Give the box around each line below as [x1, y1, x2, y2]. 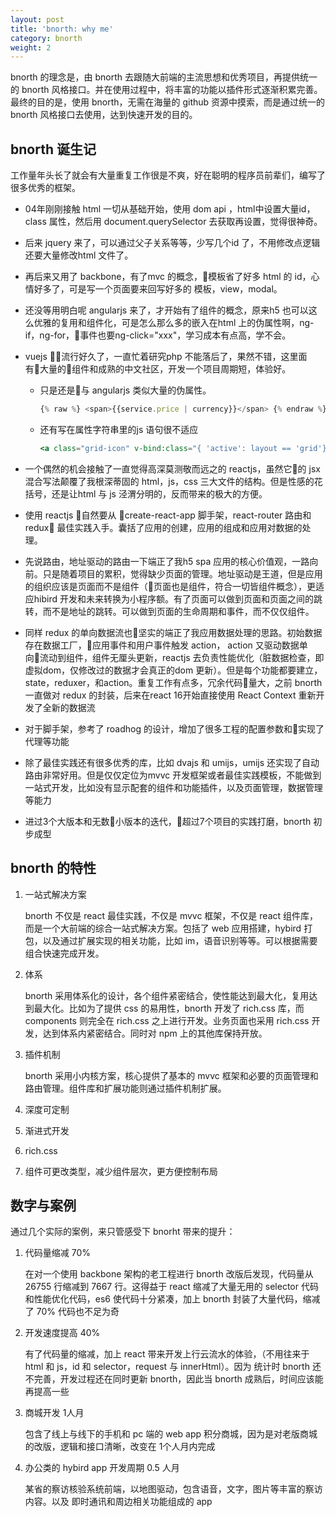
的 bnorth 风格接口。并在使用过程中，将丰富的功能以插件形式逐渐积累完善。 [10, 84, 323, 96]
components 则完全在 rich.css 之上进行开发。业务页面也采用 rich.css [24, 1014, 310, 1026]
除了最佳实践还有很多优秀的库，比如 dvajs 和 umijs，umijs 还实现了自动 [24, 756, 320, 768]
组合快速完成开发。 [24, 947, 105, 959]
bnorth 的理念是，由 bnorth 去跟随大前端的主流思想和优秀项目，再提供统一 [10, 71, 318, 83]
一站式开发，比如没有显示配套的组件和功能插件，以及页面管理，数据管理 [24, 781, 323, 793]
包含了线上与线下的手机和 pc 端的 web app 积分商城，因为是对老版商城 [24, 1428, 318, 1440]
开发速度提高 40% [24, 1327, 101, 1339]
